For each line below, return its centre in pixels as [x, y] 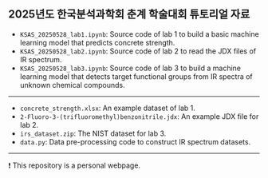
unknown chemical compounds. [72, 85]
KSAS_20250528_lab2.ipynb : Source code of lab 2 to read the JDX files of [138, 51]
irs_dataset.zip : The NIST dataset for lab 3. [93, 133]
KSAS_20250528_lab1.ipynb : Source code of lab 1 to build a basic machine [139, 34]
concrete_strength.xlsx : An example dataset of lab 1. [107, 108]
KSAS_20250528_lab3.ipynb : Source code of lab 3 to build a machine [130, 68]
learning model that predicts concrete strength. [97, 42]
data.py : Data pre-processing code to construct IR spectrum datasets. [135, 141]
